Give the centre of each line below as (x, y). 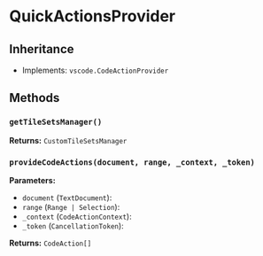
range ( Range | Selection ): (71, 206)
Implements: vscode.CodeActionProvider (95, 70)
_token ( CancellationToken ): (73, 225)
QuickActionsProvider (92, 16)
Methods (35, 98)
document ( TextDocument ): (67, 198)
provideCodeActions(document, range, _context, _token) (132, 162)
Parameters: (32, 180)
